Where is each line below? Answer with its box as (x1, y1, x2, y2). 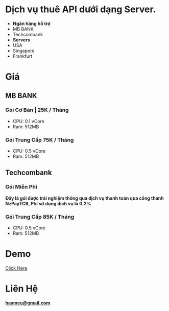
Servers (12, 37, 31, 43)
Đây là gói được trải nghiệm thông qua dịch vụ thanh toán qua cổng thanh (5, 195, 164, 201)
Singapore (12, 47, 35, 54)
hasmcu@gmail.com (5, 300, 51, 306)
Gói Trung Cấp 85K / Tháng (5, 213, 75, 220)
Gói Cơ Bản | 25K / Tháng (5, 106, 69, 113)
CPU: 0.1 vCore (12, 118, 44, 124)
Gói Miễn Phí (5, 183, 37, 190)
